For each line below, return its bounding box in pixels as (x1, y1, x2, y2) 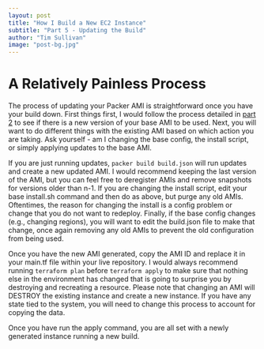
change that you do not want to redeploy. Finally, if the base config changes (8, 208, 256, 218)
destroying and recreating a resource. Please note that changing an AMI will (8, 283, 255, 292)
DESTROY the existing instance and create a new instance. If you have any (8, 291, 251, 301)
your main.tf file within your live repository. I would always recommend (8, 257, 239, 267)
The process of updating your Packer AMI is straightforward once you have (8, 101, 254, 111)
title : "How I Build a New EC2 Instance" (8, 19, 147, 27)
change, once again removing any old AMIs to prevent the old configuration (8, 226, 255, 235)
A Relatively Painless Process (8, 75, 207, 93)
